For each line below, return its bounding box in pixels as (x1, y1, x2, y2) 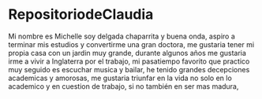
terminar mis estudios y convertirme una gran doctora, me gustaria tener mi (8, 39, 255, 49)
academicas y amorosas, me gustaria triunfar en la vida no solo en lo (8, 73, 233, 82)
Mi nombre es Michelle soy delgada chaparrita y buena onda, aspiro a (8, 31, 235, 41)
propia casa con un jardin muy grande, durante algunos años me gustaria (8, 48, 247, 57)
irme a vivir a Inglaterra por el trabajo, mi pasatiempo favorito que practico (8, 57, 250, 66)
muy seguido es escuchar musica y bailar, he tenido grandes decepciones (8, 64, 250, 74)
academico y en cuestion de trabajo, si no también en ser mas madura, (8, 81, 239, 91)
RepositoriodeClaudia (8, 5, 154, 24)
